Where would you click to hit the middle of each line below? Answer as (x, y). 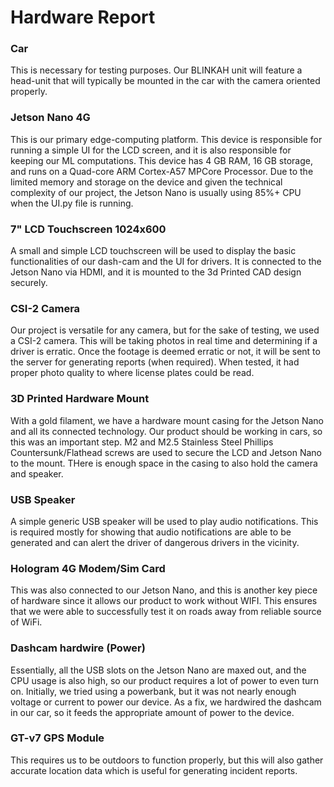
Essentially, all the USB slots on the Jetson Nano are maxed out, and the (158, 670)
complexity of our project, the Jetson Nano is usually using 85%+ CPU (156, 192)
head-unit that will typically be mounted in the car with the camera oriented (165, 81)
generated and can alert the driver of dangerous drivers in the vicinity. (155, 542)
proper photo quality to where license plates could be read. (132, 373)
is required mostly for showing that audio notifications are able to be (151, 532)
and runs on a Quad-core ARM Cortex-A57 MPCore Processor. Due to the (162, 171)
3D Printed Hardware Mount (80, 399)
